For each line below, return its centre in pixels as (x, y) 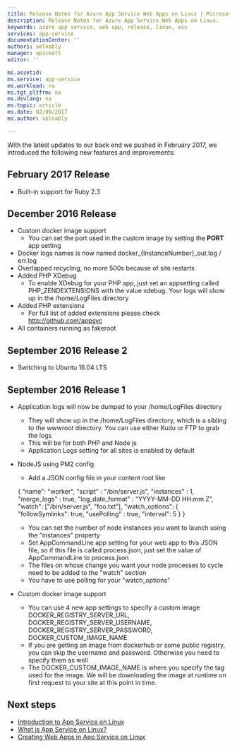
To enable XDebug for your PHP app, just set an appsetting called (123, 283)
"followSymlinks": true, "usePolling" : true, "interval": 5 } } (101, 514)
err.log (27, 261)
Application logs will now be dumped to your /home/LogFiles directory (120, 406)
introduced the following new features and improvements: (91, 152)
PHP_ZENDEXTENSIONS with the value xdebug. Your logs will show (126, 291)
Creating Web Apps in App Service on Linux (81, 737)
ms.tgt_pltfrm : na (34, 93)
